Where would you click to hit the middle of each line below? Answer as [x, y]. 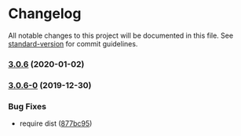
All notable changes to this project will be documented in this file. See [121, 35]
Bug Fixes [27, 106]
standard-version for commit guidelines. [73, 43]
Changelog [45, 14]
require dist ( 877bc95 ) [56, 123]
